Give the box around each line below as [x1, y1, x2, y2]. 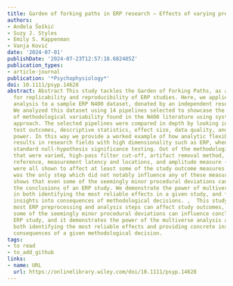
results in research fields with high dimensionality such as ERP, [13, 140, 213, 146]
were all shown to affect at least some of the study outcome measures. [13, 165, 228, 172]
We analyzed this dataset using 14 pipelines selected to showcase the [13, 107, 225, 114]
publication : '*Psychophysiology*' [7, 74, 110, 82]
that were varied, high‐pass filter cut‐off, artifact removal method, [13, 152, 225, 160]
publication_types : [7, 62, 64, 69]
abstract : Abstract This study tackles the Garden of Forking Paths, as [7, 87, 222, 94]
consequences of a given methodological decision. [13, 230, 163, 237]
